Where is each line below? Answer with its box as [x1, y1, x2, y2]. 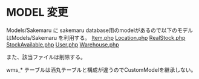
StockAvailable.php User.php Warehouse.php [6, 40, 119, 48]
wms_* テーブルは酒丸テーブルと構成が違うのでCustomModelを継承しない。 [6, 66, 197, 73]
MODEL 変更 [6, 5, 68, 19]
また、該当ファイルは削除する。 [6, 53, 86, 60]
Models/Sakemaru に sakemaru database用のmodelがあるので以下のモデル [6, 27, 194, 34]
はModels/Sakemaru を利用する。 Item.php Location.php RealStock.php [6, 34, 186, 41]
